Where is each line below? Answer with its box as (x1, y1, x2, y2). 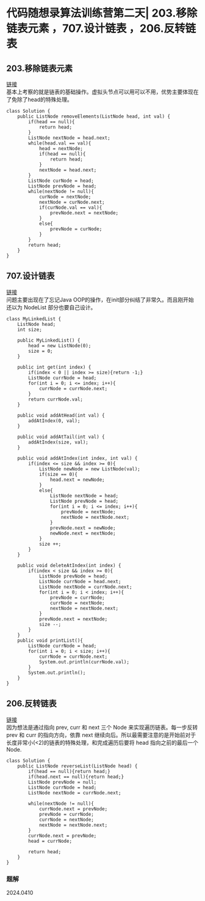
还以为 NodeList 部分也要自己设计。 (6, 303, 96, 311)
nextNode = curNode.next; (38, 199, 105, 205)
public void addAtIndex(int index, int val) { (17, 455, 138, 461)
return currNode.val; (28, 396, 84, 402)
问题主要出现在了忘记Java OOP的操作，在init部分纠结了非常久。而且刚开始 (6, 296, 194, 303)
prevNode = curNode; (49, 226, 103, 232)
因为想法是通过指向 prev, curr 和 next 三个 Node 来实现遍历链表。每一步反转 (6, 723, 198, 731)
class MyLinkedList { (6, 315, 62, 322)
